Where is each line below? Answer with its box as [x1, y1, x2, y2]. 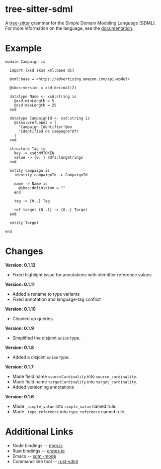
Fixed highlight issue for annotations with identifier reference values [12, 271, 152, 277]
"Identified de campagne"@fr [18, 128, 79, 134]
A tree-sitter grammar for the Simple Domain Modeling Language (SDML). [5, 20, 157, 26]
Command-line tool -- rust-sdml [12, 458, 78, 464]
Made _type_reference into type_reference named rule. [12, 408, 126, 414]
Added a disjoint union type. [12, 354, 70, 360]
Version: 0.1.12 [5, 262, 36, 268]
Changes [5, 245, 43, 257]
